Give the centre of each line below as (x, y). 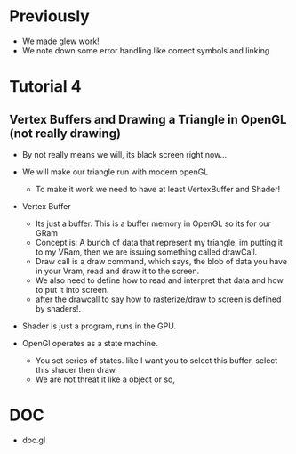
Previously (50, 16)
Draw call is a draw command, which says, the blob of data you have (161, 261)
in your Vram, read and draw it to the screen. (117, 271)
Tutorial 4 (45, 87)
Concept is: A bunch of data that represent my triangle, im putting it (159, 242)
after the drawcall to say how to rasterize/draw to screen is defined (158, 299)
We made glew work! (60, 41)
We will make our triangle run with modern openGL (115, 172)
